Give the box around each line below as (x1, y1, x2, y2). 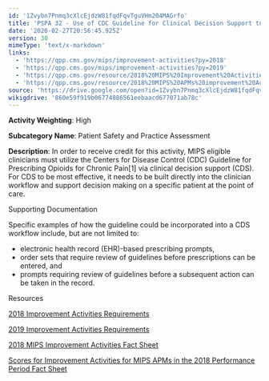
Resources (8, 294, 44, 303)
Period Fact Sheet (8, 364, 68, 374)
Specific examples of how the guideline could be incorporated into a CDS (8, 220, 251, 230)
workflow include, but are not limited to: (8, 229, 139, 239)
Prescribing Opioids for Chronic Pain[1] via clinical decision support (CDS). (8, 163, 255, 173)
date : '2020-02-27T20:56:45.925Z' (8, 26, 124, 34)
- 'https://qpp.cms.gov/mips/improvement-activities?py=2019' (15, 64, 227, 72)
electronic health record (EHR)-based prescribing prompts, (19, 244, 215, 254)
